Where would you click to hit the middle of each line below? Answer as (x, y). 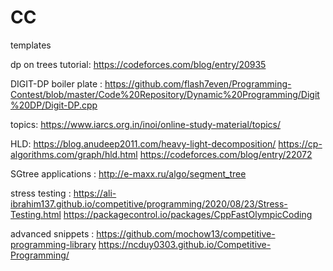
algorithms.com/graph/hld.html (74, 154)
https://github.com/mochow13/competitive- (186, 233)
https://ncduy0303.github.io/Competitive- (185, 244)
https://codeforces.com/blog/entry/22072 (226, 154)
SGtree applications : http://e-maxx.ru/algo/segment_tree (128, 173)
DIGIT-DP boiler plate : (56, 83)
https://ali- (95, 193)
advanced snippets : (52, 233)
